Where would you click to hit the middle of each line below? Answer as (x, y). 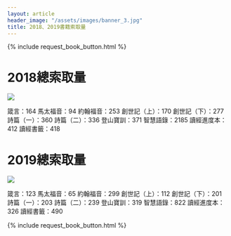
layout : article (31, 14)
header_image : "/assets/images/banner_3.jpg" (75, 20)
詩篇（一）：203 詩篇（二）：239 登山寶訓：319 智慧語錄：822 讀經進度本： (116, 203)
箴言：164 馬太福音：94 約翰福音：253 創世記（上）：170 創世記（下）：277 (116, 111)
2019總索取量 (47, 160)
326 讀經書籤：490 (35, 211)
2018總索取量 (47, 77)
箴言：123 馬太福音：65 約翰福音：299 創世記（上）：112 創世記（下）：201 (115, 194)
